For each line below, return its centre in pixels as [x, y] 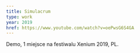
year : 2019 [19, 22]
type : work [19, 17]
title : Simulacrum [28, 11]
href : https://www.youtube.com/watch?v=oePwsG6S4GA [70, 28]
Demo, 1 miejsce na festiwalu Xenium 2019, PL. [62, 44]
